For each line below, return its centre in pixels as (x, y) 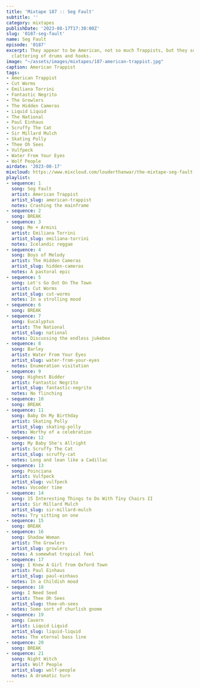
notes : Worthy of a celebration (52, 432)
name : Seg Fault (26, 39)
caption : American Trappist (41, 67)
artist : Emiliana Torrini (44, 233)
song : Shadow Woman (36, 537)
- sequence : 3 (24, 222)
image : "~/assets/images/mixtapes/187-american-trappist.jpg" (85, 61)
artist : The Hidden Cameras (46, 261)
